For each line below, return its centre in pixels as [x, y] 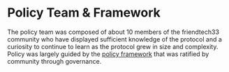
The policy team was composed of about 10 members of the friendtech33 [113, 32]
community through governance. [54, 61]
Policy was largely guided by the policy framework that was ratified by [108, 54]
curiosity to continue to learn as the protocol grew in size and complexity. [113, 46]
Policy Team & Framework [84, 13]
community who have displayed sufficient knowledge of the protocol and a [114, 39]
